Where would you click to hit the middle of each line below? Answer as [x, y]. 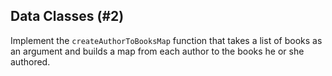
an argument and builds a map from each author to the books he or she [157, 51]
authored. [30, 61]
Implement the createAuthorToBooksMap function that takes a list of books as [166, 40]
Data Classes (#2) [67, 16]
